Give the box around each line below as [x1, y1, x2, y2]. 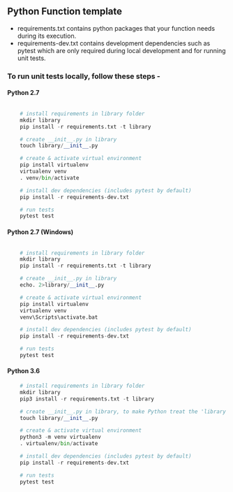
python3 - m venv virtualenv [20, 433, 101, 441]
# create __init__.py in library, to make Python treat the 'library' [20, 408, 230, 415]
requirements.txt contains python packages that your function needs [17, 24, 215, 32]
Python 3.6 [7, 367, 40, 375]
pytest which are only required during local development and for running [17, 46, 226, 55]
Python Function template [7, 6, 123, 17]
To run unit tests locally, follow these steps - [7, 71, 160, 81]
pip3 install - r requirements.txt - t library [20, 395, 155, 403]
